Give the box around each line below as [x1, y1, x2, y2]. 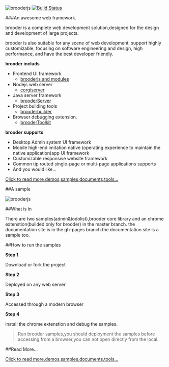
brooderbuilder [20, 109, 52, 114]
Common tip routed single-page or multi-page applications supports [12, 161, 156, 167]
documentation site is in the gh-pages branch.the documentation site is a [5, 227, 159, 232]
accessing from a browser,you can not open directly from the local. [17, 336, 159, 342]
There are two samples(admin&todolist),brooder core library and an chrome [5, 216, 164, 222]
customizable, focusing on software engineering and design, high [5, 45, 143, 51]
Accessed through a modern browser [5, 301, 84, 307]
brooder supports [5, 129, 44, 135]
